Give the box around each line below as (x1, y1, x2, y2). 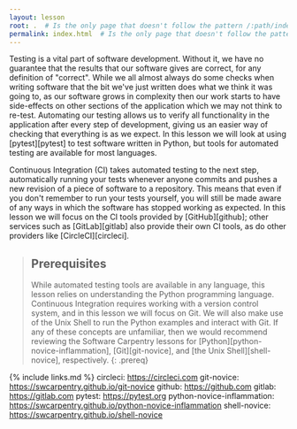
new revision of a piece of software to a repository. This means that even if (9, 183, 282, 195)
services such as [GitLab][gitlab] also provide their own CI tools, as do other (9, 221, 287, 232)
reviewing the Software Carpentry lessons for (30, 336, 197, 347)
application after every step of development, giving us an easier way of (9, 119, 269, 130)
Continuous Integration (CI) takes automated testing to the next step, (9, 165, 259, 175)
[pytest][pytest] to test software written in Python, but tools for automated (9, 138, 279, 149)
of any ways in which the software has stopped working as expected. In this (9, 203, 286, 213)
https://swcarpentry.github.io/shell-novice (9, 410, 164, 420)
